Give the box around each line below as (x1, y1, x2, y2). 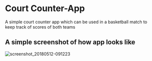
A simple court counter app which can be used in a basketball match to (5, 19, 148, 25)
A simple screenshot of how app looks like (5, 38, 135, 46)
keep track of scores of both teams (5, 24, 75, 30)
